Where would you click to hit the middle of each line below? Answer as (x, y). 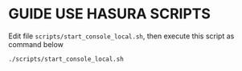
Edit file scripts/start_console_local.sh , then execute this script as (121, 36)
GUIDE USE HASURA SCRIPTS (110, 14)
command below (36, 44)
